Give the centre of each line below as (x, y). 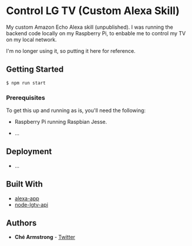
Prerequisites (26, 97)
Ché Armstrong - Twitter (45, 237)
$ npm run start (26, 83)
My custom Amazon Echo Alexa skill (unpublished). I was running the (90, 27)
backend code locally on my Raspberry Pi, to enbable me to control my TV (96, 33)
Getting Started (35, 70)
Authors (21, 223)
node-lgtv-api (31, 204)
